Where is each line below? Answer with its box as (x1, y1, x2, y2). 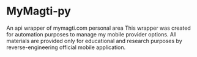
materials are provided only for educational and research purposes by (6, 37, 182, 44)
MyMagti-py (6, 4, 72, 18)
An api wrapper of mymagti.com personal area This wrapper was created (6, 24, 191, 32)
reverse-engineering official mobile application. (6, 44, 126, 51)
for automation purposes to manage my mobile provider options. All (6, 30, 177, 38)
